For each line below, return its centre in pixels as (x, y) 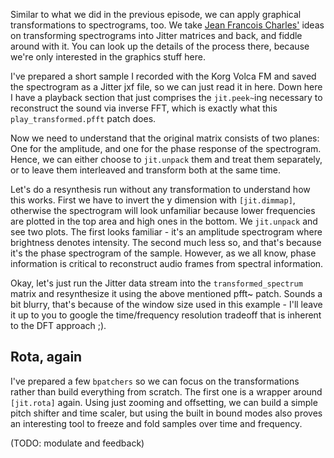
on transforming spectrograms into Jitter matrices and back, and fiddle (156, 35)
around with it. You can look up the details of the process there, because (160, 46)
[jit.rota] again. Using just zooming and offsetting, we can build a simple (164, 402)
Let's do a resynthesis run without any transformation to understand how (160, 189)
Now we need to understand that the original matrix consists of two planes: (165, 138)
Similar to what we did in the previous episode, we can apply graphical (156, 14)
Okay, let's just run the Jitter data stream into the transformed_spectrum (156, 283)
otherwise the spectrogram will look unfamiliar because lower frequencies (163, 210)
